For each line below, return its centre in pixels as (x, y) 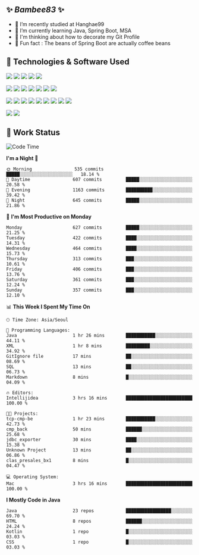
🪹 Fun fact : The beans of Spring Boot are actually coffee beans (93, 43)
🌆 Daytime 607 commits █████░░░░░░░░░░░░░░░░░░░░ (99, 180)
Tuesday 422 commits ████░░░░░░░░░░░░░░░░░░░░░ (99, 238)
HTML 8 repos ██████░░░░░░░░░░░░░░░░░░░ (99, 521)
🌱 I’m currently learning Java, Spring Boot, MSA (73, 30)
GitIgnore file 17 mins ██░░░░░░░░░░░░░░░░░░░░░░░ (99, 357)
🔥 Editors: (20, 393)
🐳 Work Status (33, 132)
